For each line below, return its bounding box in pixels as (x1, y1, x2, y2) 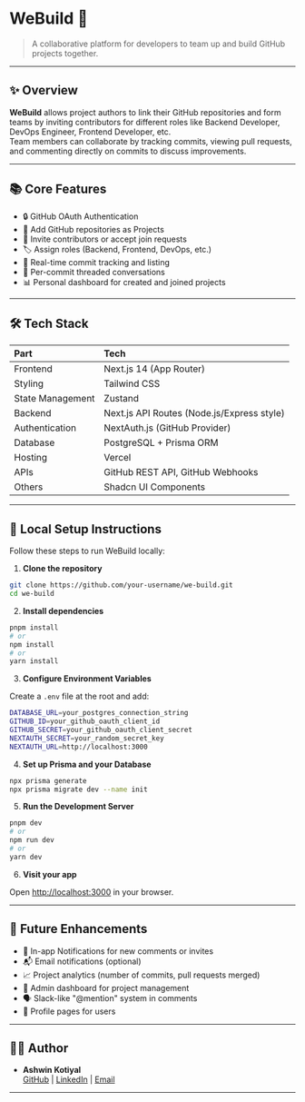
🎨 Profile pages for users (22, 1006, 116, 1017)
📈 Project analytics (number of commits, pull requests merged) (22, 969, 261, 980)
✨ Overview (9, 83, 79, 98)
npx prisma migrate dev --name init (9, 785, 148, 794)
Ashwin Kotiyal (22, 1065, 82, 1076)
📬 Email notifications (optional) (22, 956, 143, 967)
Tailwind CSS (103, 377, 161, 390)
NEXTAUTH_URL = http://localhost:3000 (9, 742, 148, 751)
